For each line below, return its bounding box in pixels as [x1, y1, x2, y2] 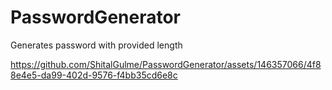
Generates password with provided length [10, 39, 183, 51]
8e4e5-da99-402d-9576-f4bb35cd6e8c [10, 69, 178, 81]
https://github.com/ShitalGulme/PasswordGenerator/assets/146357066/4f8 [10, 58, 322, 70]
